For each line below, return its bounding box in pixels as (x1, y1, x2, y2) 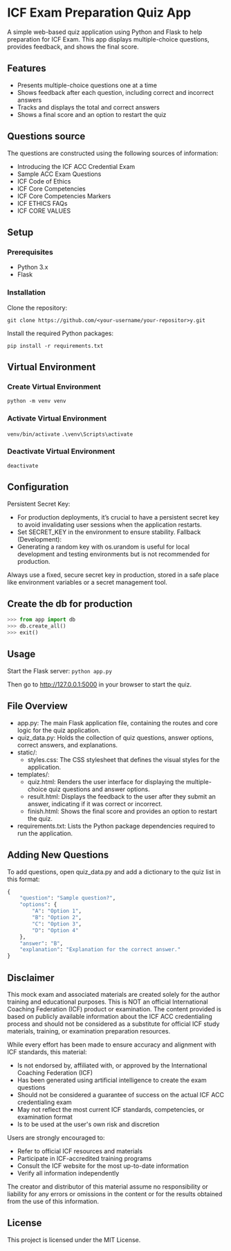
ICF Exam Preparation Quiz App (7, 5, 192, 21)
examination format (17, 1112, 73, 1121)
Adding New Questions (7, 849, 109, 861)
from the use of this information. (7, 1197, 99, 1205)
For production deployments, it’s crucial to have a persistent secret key (17, 513, 219, 521)
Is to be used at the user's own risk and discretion (17, 1120, 160, 1128)
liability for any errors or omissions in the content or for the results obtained (7, 1189, 223, 1198)
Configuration (7, 481, 69, 493)
